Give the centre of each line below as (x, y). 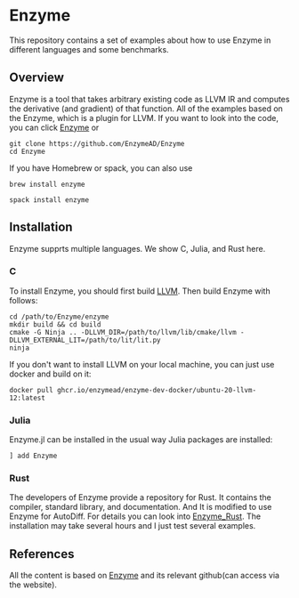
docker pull (31, 390)
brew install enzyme (48, 184)
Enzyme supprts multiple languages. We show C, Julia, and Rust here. (137, 248)
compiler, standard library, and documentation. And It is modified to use (141, 507)
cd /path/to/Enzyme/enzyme (59, 317)
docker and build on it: (50, 374)
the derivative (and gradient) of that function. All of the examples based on (146, 109)
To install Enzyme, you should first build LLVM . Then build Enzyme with (140, 291)
